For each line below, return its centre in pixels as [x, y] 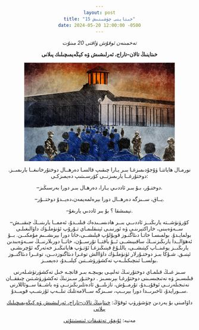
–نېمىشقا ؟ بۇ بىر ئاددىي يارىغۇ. [99, 210]
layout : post [99, 13]
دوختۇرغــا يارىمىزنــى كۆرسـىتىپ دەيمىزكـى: [99, 175]
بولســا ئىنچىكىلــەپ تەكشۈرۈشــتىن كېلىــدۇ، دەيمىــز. [99, 260]
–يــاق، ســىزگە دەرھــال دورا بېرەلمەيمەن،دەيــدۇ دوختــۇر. [99, 199]
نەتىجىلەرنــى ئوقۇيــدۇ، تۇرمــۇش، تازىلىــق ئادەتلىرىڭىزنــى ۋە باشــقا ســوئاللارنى [99, 284]
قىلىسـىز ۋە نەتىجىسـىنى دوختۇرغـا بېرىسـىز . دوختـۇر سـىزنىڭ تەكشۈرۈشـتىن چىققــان [99, 278]
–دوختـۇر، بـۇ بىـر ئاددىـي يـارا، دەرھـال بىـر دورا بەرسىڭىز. [99, 187]
